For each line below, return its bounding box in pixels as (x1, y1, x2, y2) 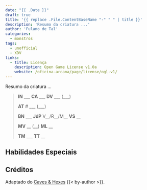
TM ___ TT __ (17, 133, 45, 139)
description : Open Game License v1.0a (14, 65, 97, 70)
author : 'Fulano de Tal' (5, 27, 58, 32)
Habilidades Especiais (5, 148, 78, 157)
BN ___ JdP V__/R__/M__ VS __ (17, 113, 81, 119)
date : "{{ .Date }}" (5, 7, 50, 13)
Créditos (5, 165, 34, 174)
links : (5, 55, 19, 60)
